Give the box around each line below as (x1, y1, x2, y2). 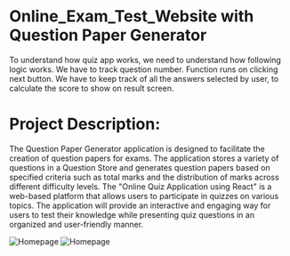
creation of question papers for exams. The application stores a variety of (9, 153, 279, 164)
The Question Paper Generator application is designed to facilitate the (9, 143, 265, 154)
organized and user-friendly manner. (9, 219, 144, 229)
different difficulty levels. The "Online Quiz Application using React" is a (9, 180, 272, 192)
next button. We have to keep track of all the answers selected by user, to (9, 73, 279, 84)
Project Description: (9, 114, 161, 134)
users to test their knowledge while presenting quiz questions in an (9, 209, 255, 220)
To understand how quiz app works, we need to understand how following (9, 54, 282, 65)
